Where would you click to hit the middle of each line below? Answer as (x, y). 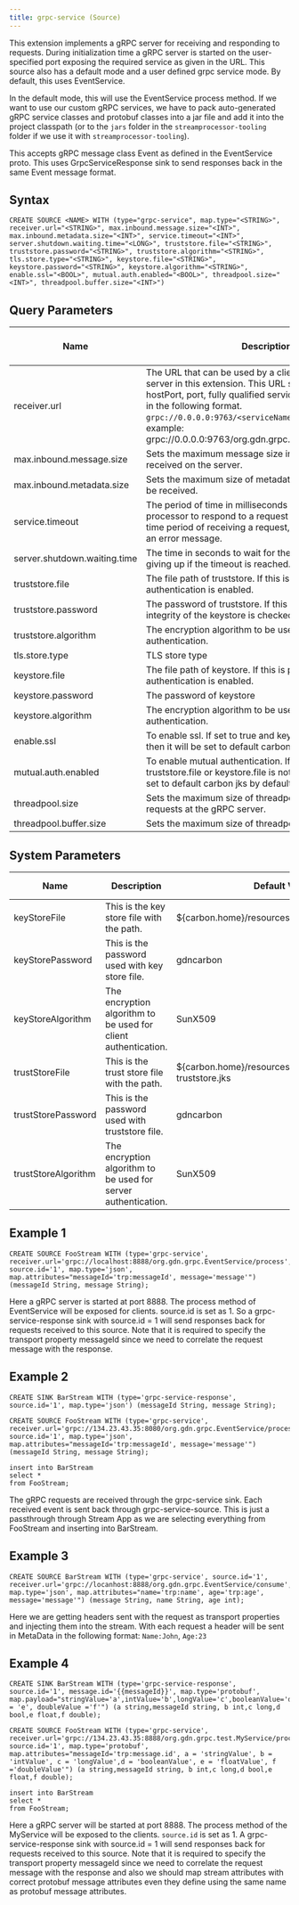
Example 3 (39, 1556)
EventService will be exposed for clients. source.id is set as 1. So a (131, 1311)
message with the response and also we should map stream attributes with (147, 1873)
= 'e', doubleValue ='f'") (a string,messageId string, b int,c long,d (145, 1707)
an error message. (184, 538)
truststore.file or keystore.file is (210, 773)
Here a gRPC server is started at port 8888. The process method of (133, 1301)
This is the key (136, 907)
